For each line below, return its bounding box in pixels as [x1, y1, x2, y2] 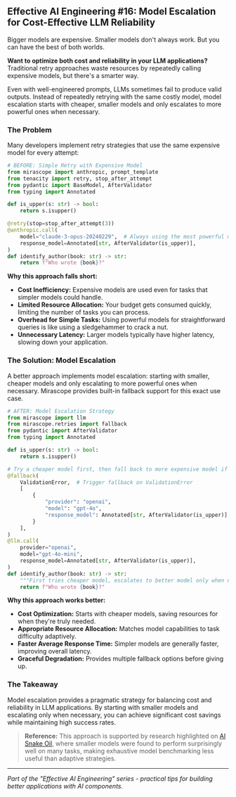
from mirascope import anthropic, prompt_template [7, 168, 159, 175]
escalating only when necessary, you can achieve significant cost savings [7, 710, 221, 719]
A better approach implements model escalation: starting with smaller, [7, 371, 210, 380]
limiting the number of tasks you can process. [17, 308, 150, 317]
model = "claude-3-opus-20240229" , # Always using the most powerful [20, 233, 225, 240]
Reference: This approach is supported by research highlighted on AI [24, 732, 226, 740]
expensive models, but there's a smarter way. [7, 71, 139, 79]
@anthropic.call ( [7, 227, 58, 234]
